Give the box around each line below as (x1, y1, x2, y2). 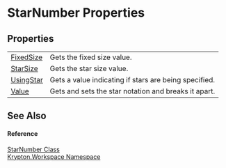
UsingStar (10, 75, 44, 84)
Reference (7, 129, 38, 137)
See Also (7, 110, 47, 122)
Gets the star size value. (49, 64, 129, 73)
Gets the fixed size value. (49, 52, 132, 62)
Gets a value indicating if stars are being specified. (49, 75, 216, 84)
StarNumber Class (7, 145, 60, 153)
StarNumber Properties (7, 5, 145, 21)
